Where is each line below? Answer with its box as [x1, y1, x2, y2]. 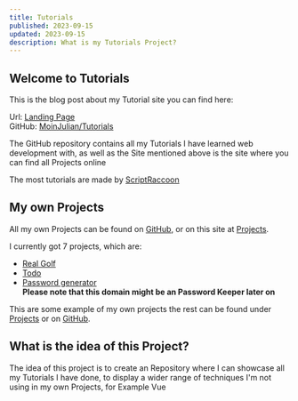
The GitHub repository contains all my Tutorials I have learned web [9, 139, 254, 149]
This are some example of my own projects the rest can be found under [9, 303, 272, 314]
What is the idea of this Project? [9, 339, 189, 354]
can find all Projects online [9, 157, 107, 168]
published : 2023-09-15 [9, 21, 93, 30]
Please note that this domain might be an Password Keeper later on [21, 286, 276, 297]
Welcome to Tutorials [9, 70, 131, 85]
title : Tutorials [9, 12, 74, 22]
